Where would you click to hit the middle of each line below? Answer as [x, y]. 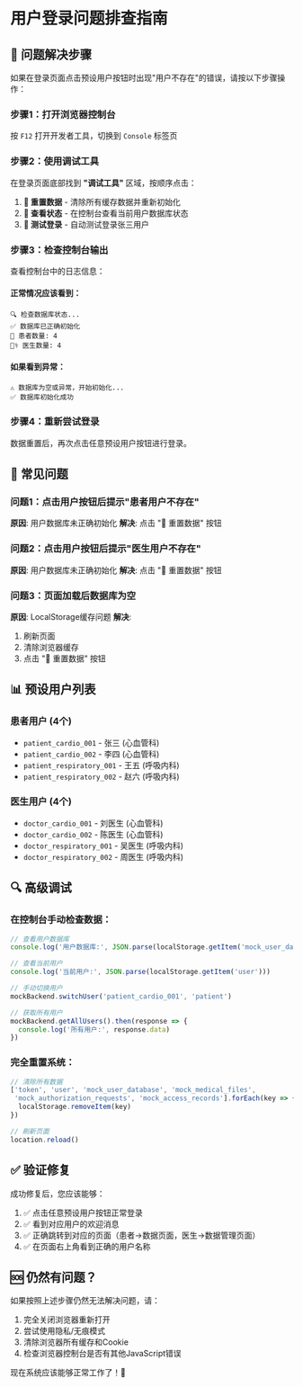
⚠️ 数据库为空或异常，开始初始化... [67, 388]
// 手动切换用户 [36, 989]
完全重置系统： [43, 1062]
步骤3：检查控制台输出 [59, 250]
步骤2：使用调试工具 [55, 161]
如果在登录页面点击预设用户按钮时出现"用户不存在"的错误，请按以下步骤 [144, 78]
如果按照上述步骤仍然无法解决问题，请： [85, 1301]
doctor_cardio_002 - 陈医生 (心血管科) [93, 834]
